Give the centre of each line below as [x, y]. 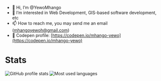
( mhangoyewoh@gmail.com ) [41, 30]
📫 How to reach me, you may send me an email [60, 23]
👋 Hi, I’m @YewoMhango [37, 8]
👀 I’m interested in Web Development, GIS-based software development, [84, 13]
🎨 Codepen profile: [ [32, 35]
